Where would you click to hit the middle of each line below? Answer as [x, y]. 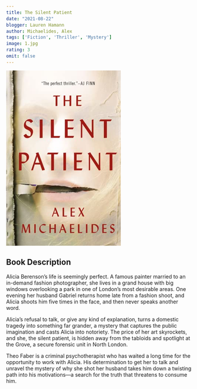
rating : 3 [18, 50]
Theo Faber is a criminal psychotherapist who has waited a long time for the [98, 356]
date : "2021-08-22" [30, 19]
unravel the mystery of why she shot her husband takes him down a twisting [99, 368]
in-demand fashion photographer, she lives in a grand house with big [90, 283]
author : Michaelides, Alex [39, 31]
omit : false [21, 56]
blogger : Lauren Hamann [35, 25]
